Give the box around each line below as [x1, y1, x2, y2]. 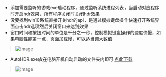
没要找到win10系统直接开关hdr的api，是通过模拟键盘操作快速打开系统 [10, 17, 155, 23]
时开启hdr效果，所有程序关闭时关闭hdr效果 [10, 11, 100, 17]
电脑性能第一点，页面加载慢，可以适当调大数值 [14, 36, 112, 42]
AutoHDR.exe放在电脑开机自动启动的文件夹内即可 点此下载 [10, 56, 133, 62]
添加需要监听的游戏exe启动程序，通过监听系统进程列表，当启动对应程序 [10, 5, 160, 10]
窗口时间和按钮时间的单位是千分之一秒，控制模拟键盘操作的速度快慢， [10, 30, 157, 35]
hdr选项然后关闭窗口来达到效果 [23, 23, 89, 29]
